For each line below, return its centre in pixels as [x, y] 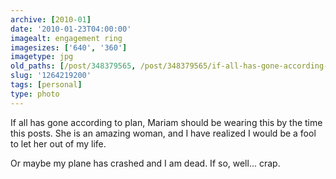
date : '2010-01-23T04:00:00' [71, 29]
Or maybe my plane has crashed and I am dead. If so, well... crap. [145, 163]
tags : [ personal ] [46, 85]
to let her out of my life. [58, 143]
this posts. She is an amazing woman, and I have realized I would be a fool [163, 133]
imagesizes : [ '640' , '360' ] [69, 47]
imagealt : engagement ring [66, 38]
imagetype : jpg [42, 57]
